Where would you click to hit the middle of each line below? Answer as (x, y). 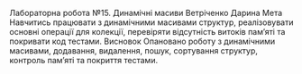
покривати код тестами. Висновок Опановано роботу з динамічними (142, 41)
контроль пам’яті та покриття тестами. (84, 60)
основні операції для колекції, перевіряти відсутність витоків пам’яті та (147, 32)
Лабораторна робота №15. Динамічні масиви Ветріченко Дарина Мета (146, 13)
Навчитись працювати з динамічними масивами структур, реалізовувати (151, 22)
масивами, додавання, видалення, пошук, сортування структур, (134, 51)
